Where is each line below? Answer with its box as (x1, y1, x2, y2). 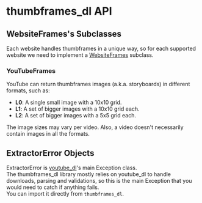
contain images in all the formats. (6, 130, 90, 138)
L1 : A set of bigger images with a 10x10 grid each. (15, 105, 140, 113)
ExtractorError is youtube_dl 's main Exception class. (6, 164, 137, 172)
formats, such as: (6, 87, 50, 94)
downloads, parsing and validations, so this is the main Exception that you (6, 177, 192, 185)
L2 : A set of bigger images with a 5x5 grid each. (15, 112, 136, 119)
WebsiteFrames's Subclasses (6, 29, 122, 39)
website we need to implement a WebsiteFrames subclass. (6, 51, 154, 59)
